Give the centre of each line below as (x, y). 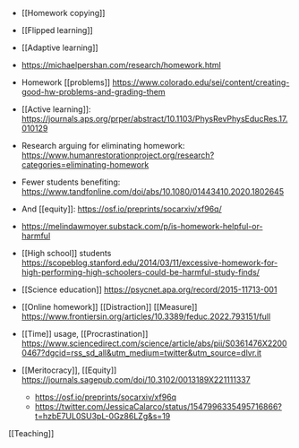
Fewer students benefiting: (71, 182)
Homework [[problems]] (66, 82)
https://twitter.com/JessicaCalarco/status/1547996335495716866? (158, 406)
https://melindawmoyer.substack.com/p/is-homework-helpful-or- (142, 226)
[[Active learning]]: (56, 109)
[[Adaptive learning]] (60, 47)
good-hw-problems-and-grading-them (93, 92)
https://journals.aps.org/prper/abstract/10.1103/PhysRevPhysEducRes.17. (154, 119)
